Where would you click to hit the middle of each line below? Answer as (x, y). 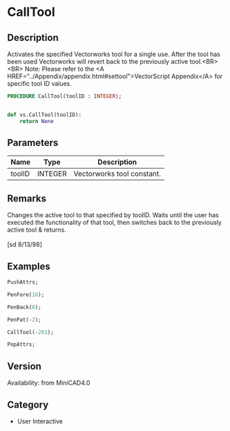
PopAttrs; (21, 345)
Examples (29, 266)
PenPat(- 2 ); (24, 320)
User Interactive (40, 421)
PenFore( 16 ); (26, 295)
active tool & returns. (37, 230)
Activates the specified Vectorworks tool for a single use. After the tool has (114, 54)
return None (37, 121)
